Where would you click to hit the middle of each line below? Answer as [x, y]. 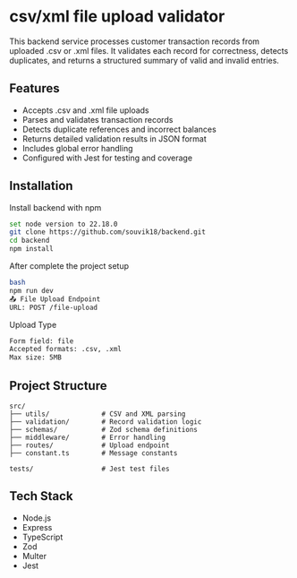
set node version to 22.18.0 [64, 224]
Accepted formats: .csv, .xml [66, 349]
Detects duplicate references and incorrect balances [119, 129]
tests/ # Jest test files [89, 469]
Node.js [37, 518]
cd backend [30, 241]
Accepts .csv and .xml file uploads [85, 110]
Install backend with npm [55, 207]
